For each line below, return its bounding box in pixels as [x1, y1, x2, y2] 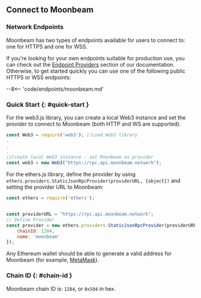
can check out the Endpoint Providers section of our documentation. [6, 61, 175, 68]
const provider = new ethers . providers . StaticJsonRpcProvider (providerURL [6, 222, 197, 228]
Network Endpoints [6, 23, 64, 31]
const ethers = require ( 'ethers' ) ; [6, 195, 95, 201]
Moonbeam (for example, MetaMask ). [6, 257, 99, 264]
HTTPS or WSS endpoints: [6, 73, 72, 81]
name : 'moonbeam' [17, 234, 60, 240]
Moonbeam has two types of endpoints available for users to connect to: [6, 36, 185, 44]
